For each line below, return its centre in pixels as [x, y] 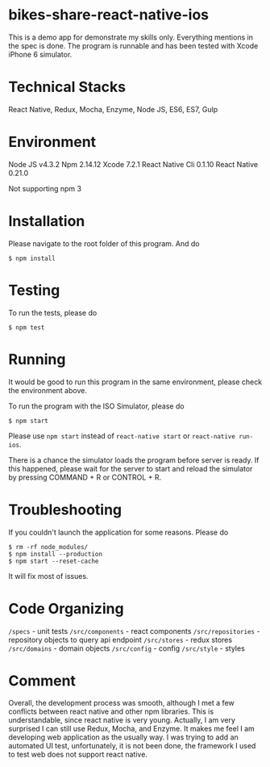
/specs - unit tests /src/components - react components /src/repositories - [134, 631]
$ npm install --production [56, 554]
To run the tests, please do [53, 312]
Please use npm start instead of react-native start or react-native [122, 436]
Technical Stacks [67, 87]
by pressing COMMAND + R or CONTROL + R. [85, 477]
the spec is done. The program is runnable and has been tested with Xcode [133, 45]
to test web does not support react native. [78, 754]
